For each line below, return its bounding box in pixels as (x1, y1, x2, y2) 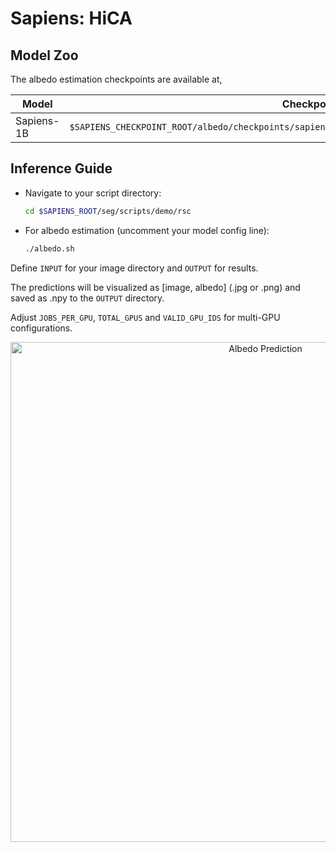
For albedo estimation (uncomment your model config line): (24, 224, 270, 236)
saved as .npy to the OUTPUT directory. (10, 292, 165, 304)
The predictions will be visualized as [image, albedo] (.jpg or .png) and (10, 281, 301, 293)
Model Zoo (10, 47, 79, 64)
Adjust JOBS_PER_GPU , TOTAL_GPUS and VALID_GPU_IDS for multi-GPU (10, 311, 281, 323)
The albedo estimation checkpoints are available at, (10, 73, 223, 85)
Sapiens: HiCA (10, 7, 133, 30)
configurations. (10, 322, 73, 334)
